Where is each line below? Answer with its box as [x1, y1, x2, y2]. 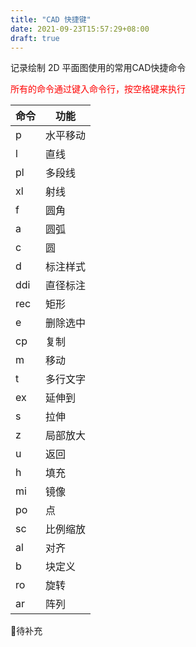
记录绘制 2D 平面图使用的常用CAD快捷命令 [10, 62, 187, 74]
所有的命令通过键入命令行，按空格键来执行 [10, 83, 186, 95]
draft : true [10, 33, 60, 43]
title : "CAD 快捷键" [10, 14, 92, 25]
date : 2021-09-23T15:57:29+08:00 [10, 24, 150, 34]
